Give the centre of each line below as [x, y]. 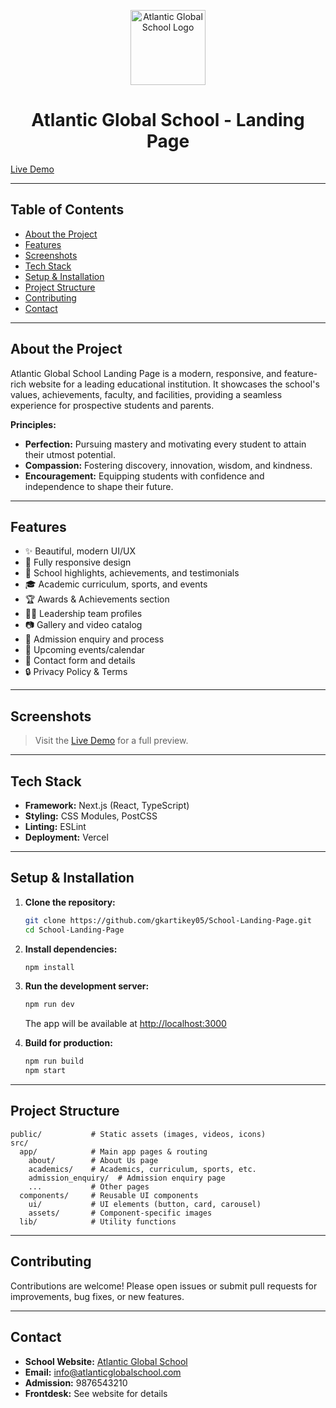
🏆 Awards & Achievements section [97, 599]
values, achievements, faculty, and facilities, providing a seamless [146, 394]
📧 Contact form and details [80, 661]
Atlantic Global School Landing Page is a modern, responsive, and [146, 373]
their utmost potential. [70, 454]
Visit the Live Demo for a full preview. [111, 741]
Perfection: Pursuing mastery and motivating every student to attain [165, 444]
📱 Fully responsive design [78, 562]
